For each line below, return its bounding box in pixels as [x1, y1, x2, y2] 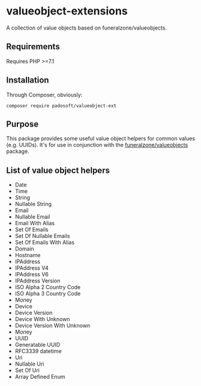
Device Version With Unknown [14, 322, 91, 329]
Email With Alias [14, 220, 55, 227]
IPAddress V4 [14, 264, 49, 272]
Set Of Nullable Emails [14, 232, 70, 240]
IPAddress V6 [14, 271, 49, 278]
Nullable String [14, 201, 52, 208]
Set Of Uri [14, 367, 40, 374]
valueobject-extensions [6, 4, 128, 18]
